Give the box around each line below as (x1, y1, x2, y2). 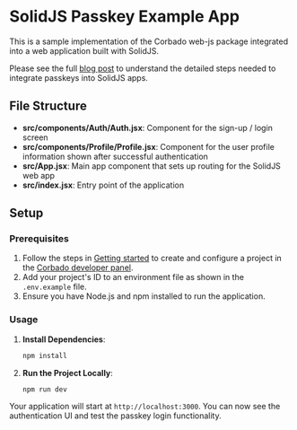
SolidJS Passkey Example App (9, 6, 240, 27)
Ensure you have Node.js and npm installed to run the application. (22, 291, 266, 302)
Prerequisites (9, 233, 69, 245)
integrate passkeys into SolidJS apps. (9, 72, 148, 83)
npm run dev (22, 384, 67, 394)
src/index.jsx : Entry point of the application (22, 180, 185, 190)
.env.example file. (22, 281, 87, 293)
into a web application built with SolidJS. (9, 45, 160, 56)
